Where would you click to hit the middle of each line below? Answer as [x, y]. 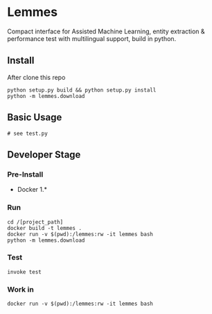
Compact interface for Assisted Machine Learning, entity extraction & [106, 31]
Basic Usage [35, 118]
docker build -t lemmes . [44, 228]
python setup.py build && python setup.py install [82, 90]
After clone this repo [36, 77]
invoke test [24, 272]
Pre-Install [25, 174]
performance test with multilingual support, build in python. [92, 38]
